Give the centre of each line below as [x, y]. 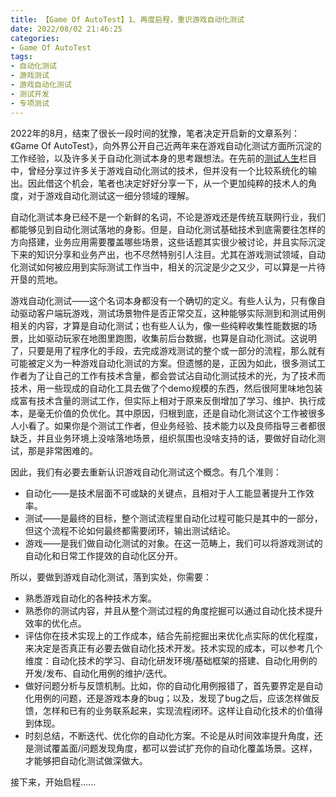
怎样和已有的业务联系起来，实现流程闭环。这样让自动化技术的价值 [178, 710]
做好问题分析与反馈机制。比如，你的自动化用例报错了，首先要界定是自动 [173, 685]
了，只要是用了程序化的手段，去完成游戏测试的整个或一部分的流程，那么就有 [168, 350]
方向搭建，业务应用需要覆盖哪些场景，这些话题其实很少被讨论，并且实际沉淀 [168, 242]
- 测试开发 [30, 94]
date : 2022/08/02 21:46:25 [66, 29]
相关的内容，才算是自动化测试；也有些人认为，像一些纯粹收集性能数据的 [159, 325]
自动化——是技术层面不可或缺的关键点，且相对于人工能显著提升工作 [165, 493]
